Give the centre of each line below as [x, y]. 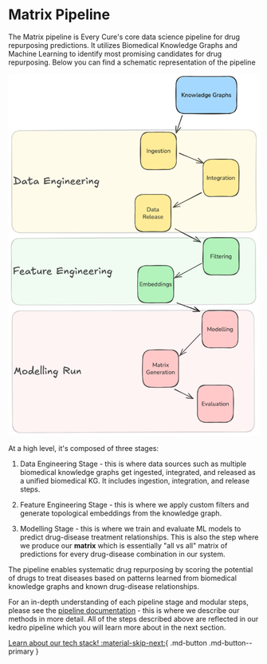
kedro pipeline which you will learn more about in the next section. [117, 627]
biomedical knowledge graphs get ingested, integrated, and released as [138, 472]
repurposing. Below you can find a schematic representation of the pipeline [132, 62]
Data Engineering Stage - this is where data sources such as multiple [133, 464]
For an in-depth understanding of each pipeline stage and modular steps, [128, 602]
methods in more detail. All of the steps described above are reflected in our [133, 619]
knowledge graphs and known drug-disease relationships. [104, 586]
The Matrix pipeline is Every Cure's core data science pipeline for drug [124, 37]
